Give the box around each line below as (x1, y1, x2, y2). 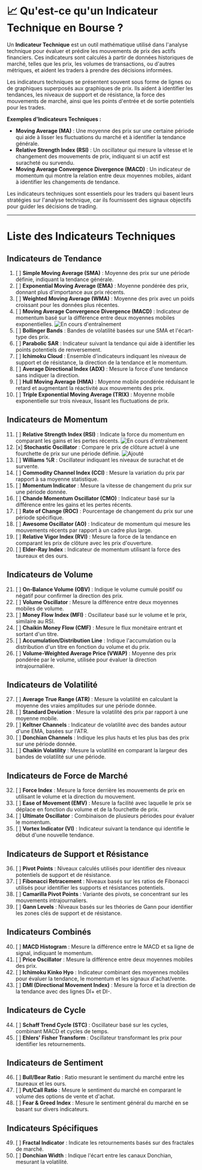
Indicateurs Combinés (7, 927, 92, 937)
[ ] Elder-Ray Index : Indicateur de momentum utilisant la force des (15, 545, 181, 553)
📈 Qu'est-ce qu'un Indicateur (7, 4, 158, 18)
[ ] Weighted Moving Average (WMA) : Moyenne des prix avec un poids (15, 295, 195, 302)
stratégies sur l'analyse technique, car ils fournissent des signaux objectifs (7, 196, 191, 203)
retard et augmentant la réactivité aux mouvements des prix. (15, 384, 165, 391)
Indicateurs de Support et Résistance (7, 849, 149, 859)
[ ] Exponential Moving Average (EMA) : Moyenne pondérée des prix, (15, 282, 189, 289)
